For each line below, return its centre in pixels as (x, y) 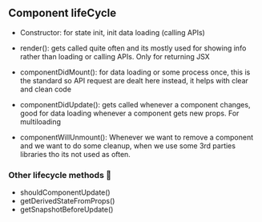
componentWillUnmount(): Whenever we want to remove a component (137, 137)
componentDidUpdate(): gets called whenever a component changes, (135, 104)
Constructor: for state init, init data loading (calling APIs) (113, 32)
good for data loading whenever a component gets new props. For (129, 113)
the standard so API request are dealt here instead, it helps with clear (134, 80)
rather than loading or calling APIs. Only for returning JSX (115, 56)
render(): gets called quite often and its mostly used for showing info (133, 48)
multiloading (40, 121)
